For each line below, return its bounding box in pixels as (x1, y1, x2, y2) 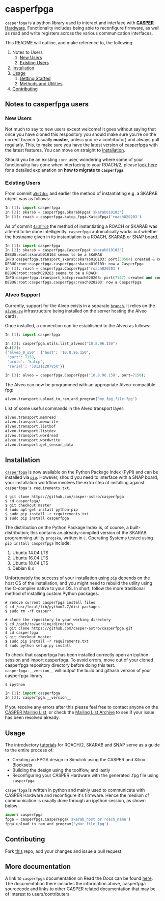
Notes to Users (12, 49, 43, 55)
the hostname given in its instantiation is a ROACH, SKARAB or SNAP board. (5, 234, 159, 240)
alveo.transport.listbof (5, 424, 56, 429)
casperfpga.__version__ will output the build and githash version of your (5, 667, 151, 673)
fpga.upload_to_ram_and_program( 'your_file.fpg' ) (5, 821, 109, 826)
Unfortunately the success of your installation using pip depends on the (5, 575, 151, 581)
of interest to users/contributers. (5, 891, 71, 897)
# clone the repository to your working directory (5, 617, 111, 622)
